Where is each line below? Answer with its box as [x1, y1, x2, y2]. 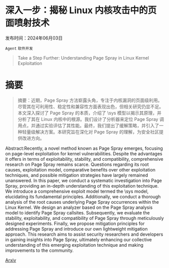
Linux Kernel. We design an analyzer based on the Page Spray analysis [5, 204, 153, 210]
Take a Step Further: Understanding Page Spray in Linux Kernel [17, 55, 149, 61]
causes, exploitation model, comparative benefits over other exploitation [5, 166, 155, 172]
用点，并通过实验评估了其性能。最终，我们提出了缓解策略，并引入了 [17, 122, 159, 128]
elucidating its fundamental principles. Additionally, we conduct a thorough [5, 193, 161, 200]
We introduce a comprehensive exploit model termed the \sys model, [5, 188, 149, 194]
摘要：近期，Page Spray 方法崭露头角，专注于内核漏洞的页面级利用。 [17, 97, 162, 103]
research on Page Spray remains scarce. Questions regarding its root [5, 161, 149, 167]
